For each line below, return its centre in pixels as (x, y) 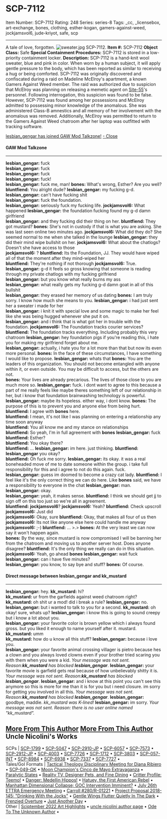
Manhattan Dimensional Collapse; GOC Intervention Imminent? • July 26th (82, 785)
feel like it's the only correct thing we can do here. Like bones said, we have (83, 480)
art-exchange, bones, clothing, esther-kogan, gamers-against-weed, (76, 27)
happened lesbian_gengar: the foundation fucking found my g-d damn (78, 211)
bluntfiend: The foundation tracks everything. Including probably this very (82, 332)
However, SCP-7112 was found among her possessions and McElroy (75, 100)
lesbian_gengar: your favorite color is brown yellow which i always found (81, 623)
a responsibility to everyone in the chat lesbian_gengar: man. (69, 486)
